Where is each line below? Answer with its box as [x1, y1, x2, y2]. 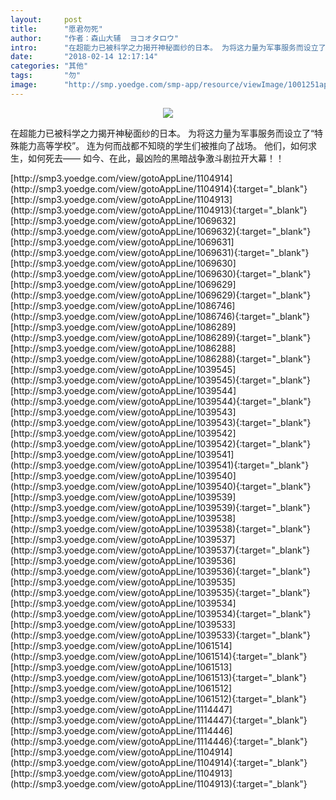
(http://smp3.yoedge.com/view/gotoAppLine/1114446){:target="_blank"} [10, 735, 308, 747]
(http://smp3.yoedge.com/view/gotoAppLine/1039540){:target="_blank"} [10, 480, 312, 492]
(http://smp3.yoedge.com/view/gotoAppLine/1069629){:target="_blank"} [10, 289, 312, 301]
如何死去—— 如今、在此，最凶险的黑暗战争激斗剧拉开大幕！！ [27, 152, 285, 164]
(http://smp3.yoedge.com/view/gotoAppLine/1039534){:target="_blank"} [10, 607, 312, 620]
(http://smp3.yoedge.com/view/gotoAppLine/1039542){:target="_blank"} [10, 437, 312, 450]
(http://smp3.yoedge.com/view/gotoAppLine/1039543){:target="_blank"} [10, 416, 312, 428]
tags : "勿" [10, 71, 82, 81]
